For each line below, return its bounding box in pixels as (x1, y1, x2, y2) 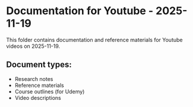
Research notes (14, 75, 53, 82)
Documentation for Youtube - (6, 4, 154, 18)
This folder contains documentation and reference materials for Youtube (6, 36, 183, 43)
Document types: (6, 60, 72, 70)
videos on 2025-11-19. (6, 43, 61, 50)
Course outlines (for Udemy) (14, 87, 85, 95)
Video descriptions (14, 94, 61, 101)
